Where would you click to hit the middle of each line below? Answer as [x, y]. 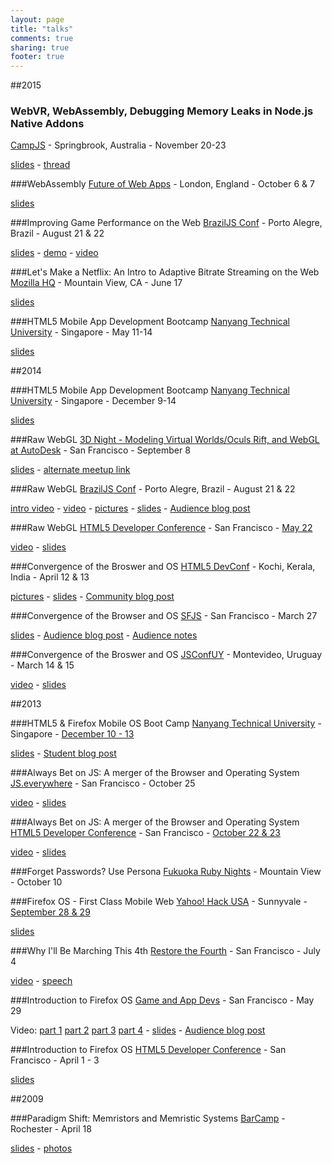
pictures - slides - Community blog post [92, 597]
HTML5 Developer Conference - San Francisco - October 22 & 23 [145, 833]
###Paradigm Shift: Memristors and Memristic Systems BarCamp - [148, 1118]
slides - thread [40, 165]
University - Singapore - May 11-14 [81, 332]
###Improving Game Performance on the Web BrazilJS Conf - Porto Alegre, [166, 223]
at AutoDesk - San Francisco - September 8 [100, 450]
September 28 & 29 [50, 912]
